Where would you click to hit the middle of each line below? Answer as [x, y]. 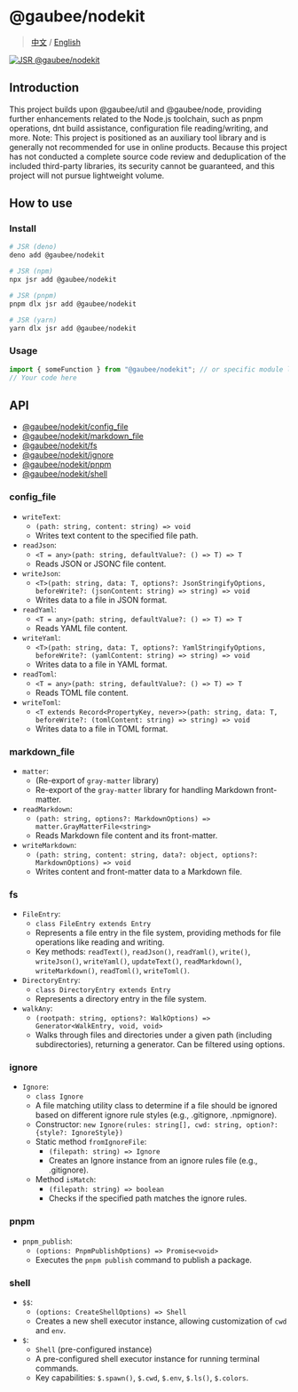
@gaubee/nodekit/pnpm [67, 465]
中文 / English [56, 42]
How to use [41, 203]
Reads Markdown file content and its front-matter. [126, 835]
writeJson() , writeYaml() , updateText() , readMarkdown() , [138, 961]
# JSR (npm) [31, 272]
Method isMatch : [66, 1180]
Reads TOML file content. [82, 692]
